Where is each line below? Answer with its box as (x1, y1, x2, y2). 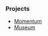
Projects (5, 5, 30, 13)
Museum (13, 24, 36, 31)
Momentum (13, 18, 42, 25)
